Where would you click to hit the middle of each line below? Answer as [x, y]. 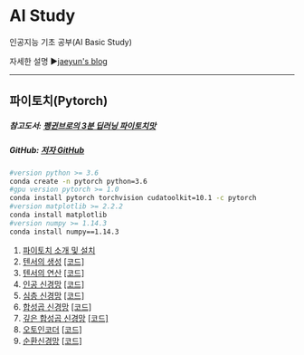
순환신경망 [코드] [52, 341]
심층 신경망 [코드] [53, 295]
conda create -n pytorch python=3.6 [78, 181]
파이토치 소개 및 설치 [59, 250]
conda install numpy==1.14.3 [64, 232]
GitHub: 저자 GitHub [47, 150]
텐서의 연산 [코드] [53, 273]
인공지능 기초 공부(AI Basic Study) [71, 42]
